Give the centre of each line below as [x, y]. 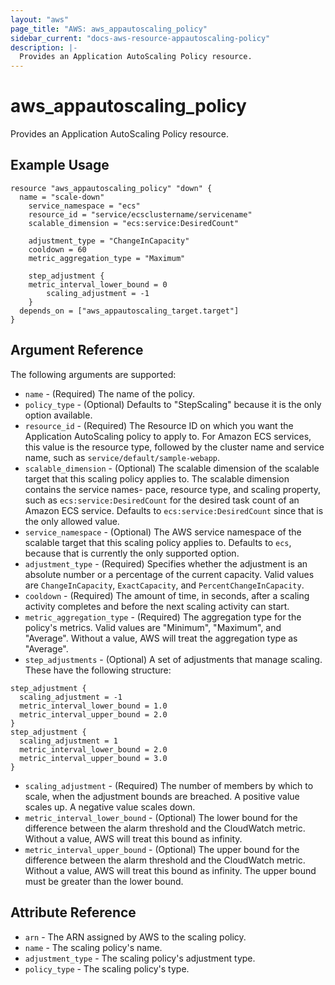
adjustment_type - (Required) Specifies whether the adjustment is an [166, 563]
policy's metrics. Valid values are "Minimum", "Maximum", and [153, 627]
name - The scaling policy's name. [93, 947]
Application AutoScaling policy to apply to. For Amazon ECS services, [168, 436]
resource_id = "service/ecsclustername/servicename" [140, 214]
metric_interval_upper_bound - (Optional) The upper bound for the [162, 849]
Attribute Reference [73, 912]
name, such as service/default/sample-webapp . [122, 457]
